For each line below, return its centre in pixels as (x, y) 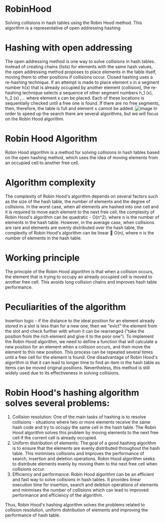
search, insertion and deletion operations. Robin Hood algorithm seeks (83, 459)
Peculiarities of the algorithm (66, 307)
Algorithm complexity (50, 182)
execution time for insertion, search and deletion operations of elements (85, 485)
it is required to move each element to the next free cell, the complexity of (80, 212)
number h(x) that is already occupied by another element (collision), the (78, 87)
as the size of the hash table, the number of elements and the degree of (78, 201)
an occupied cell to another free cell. (42, 163)
